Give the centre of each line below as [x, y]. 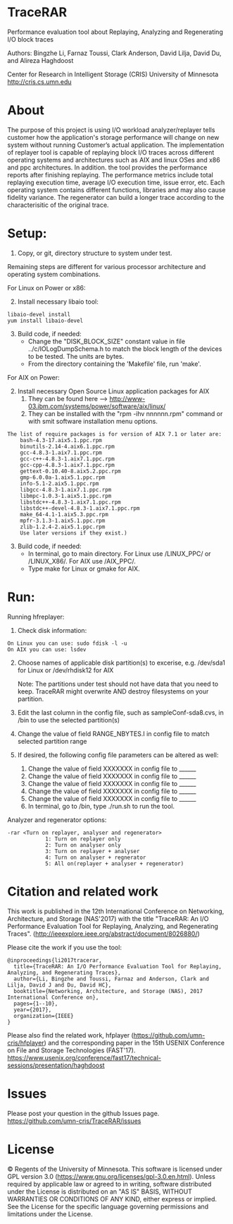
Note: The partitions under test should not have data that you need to [118, 684]
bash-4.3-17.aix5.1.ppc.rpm [61, 440]
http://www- [127, 398]
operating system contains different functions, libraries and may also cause [116, 190]
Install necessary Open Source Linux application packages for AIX [113, 391]
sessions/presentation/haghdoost [56, 1065]
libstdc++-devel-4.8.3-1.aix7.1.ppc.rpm [80, 508]
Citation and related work [83, 891]
